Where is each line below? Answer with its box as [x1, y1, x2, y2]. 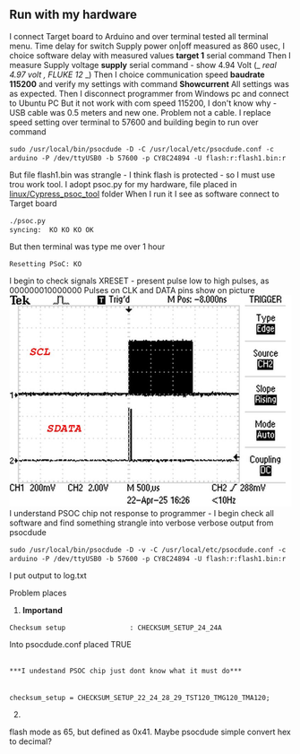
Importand [21, 604, 63, 615]
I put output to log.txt [9, 569, 87, 581]
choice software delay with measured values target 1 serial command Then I [9, 49, 291, 61]
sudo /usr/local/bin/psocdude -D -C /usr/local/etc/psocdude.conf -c [9, 144, 275, 153]
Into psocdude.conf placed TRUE [9, 638, 132, 649]
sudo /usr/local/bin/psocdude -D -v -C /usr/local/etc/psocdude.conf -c [9, 545, 287, 554]
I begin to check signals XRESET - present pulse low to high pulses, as [9, 275, 270, 286]
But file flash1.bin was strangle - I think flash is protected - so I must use [9, 169, 276, 180]
